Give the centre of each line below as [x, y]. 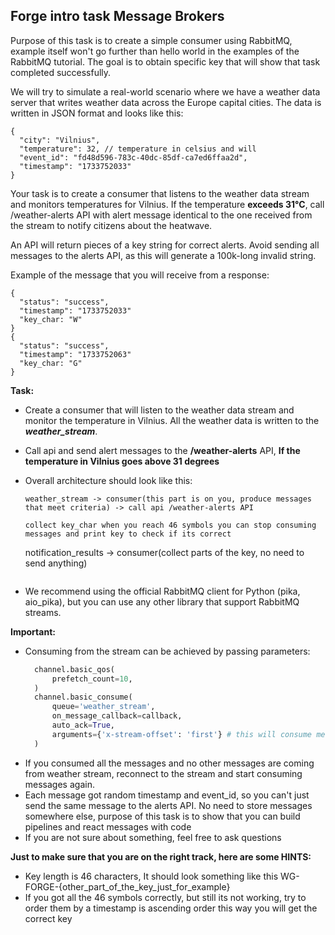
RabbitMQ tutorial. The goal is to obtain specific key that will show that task [165, 61]
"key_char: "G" [51, 363]
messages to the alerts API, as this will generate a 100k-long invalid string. [163, 255]
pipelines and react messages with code [108, 826]
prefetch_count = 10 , [92, 679]
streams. [43, 612]
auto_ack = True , [83, 725]
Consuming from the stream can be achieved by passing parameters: [167, 651]
